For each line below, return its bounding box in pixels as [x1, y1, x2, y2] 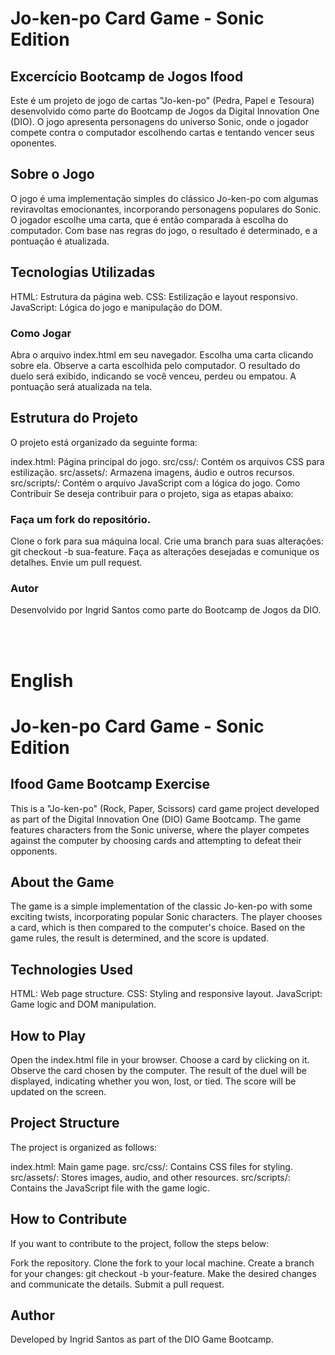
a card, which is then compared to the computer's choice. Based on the [10, 922, 306, 934]
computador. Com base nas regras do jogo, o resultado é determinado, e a [10, 224, 318, 236]
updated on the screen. [10, 1085, 107, 1097]
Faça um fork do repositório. [10, 512, 152, 526]
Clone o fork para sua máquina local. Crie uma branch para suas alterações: [10, 535, 324, 547]
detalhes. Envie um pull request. [10, 557, 143, 569]
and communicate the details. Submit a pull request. [10, 1278, 225, 1290]
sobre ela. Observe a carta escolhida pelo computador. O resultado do [10, 359, 301, 371]
